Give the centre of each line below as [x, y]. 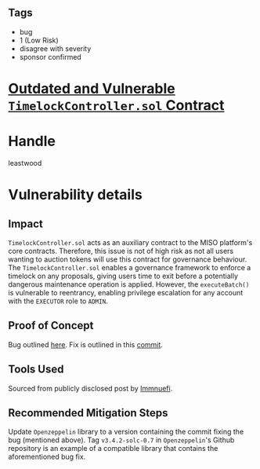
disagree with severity [55, 48]
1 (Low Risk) [39, 40]
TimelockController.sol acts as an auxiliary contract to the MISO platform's [130, 242]
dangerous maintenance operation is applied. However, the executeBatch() [129, 284]
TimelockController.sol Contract [116, 105]
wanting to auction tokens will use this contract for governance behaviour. [128, 259]
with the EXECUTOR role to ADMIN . [58, 301]
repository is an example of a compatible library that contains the [113, 449]
